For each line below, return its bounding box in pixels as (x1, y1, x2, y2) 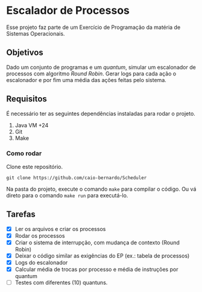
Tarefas (6, 209, 36, 220)
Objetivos (6, 48, 43, 58)
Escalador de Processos (6, 4, 130, 17)
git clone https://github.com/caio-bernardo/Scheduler (6, 174, 147, 181)
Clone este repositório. (6, 163, 63, 170)
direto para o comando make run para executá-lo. (6, 191, 128, 199)
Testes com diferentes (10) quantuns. (14, 279, 108, 287)
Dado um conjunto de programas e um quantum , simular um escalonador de (6, 63, 196, 71)
